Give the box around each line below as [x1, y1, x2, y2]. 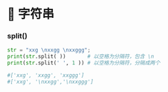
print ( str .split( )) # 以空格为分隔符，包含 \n [7, 53, 154, 60]
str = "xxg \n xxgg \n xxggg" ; [7, 47, 91, 54]
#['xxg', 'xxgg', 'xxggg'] [7, 72, 85, 79]
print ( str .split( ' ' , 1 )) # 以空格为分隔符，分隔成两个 [7, 60, 160, 67]
